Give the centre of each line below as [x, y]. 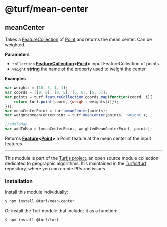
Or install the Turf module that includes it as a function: [61, 211]
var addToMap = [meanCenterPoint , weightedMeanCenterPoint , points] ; [79, 129]
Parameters [17, 54]
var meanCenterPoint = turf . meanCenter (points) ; [56, 111]
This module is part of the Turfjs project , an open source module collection [82, 158]
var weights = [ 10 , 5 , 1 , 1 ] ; [37, 88]
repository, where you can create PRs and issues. [56, 168]
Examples [16, 79]
